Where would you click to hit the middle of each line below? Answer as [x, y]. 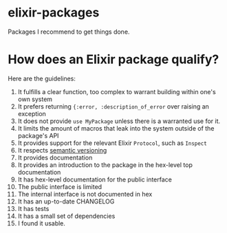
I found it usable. [42, 223]
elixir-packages [54, 13]
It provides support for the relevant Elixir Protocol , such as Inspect [112, 143]
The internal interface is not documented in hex [85, 194]
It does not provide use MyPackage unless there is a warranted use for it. [119, 121]
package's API [38, 135]
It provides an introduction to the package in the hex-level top [105, 165]
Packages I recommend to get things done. [69, 32]
